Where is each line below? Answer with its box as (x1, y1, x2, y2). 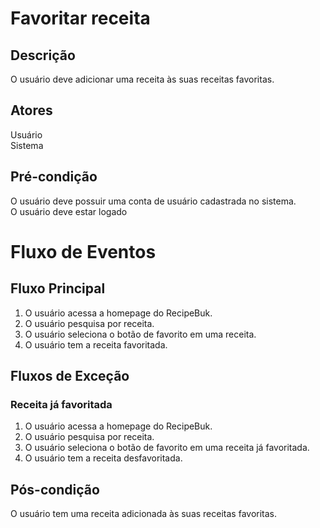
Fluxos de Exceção (10, 368, 130, 385)
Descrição (10, 47, 76, 64)
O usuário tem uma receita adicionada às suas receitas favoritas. (10, 508, 278, 520)
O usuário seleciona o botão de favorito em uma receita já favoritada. (24, 442, 310, 454)
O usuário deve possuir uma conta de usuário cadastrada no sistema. (10, 195, 297, 207)
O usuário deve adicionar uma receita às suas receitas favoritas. (10, 73, 275, 85)
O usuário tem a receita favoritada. (24, 338, 168, 351)
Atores (10, 102, 53, 119)
